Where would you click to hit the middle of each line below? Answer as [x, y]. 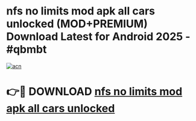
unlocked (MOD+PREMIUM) [77, 24]
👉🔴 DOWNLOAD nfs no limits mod [94, 92]
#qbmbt [27, 50]
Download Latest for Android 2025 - [98, 37]
